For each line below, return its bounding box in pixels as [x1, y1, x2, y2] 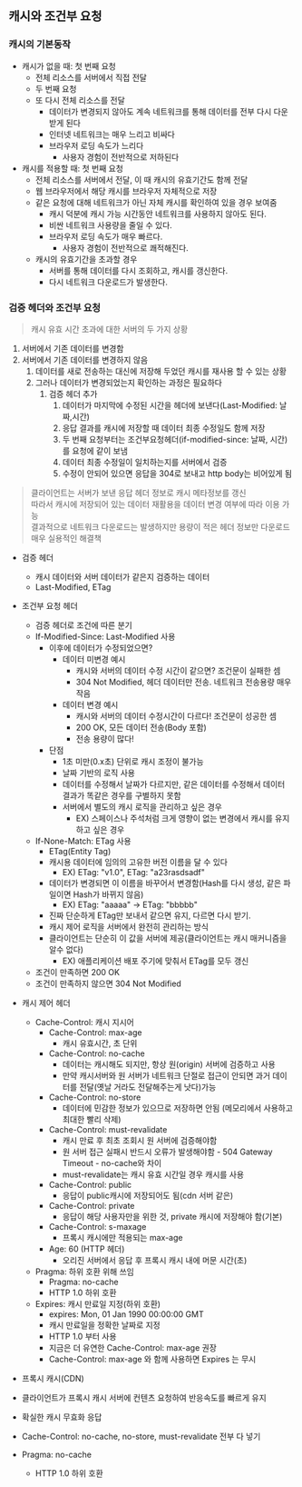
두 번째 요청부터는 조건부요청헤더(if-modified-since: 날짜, [62, 434, 268, 444]
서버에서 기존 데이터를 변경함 [21, 343, 124, 354]
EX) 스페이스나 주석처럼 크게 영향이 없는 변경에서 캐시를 [75, 813, 273, 823]
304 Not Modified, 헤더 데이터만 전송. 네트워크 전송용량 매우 [75, 676, 292, 687]
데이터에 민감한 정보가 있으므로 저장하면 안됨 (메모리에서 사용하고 [62, 1103, 294, 1113]
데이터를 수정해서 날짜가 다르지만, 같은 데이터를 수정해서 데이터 [62, 778, 286, 789]
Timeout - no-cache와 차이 [62, 1157, 162, 1168]
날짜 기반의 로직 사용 [62, 767, 135, 778]
